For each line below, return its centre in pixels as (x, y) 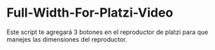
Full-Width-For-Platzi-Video (90, 13)
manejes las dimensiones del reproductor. (67, 39)
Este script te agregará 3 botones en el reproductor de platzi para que (107, 32)
